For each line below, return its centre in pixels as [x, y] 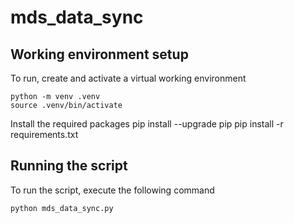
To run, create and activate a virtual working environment [128, 78]
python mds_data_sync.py [62, 208]
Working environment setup [99, 54]
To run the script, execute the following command [112, 190]
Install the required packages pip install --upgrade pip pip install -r [147, 124]
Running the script [69, 166]
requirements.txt [44, 134]
